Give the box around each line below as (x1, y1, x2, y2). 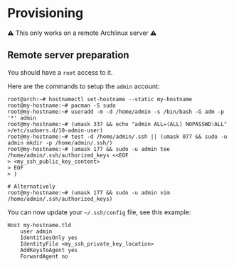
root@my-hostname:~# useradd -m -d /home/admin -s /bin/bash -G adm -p (7, 108, 224, 115)
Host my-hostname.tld (7, 221, 72, 229)
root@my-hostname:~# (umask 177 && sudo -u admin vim (7, 189, 171, 197)
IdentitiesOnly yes (20, 234, 78, 241)
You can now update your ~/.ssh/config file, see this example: (7, 208, 191, 216)
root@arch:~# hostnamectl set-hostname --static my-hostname (7, 95, 193, 103)
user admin (20, 228, 53, 235)
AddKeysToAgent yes (20, 246, 78, 253)
